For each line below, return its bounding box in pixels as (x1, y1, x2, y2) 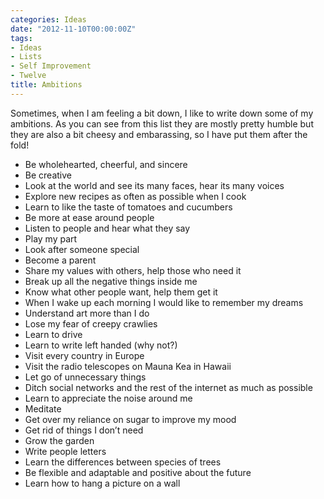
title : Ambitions (10, 80, 83, 90)
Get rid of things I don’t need (24, 424, 144, 436)
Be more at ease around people (24, 211, 155, 223)
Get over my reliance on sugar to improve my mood (24, 413, 237, 425)
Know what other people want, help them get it (24, 286, 218, 298)
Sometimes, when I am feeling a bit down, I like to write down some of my (10, 107, 314, 119)
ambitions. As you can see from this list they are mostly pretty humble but (10, 117, 314, 130)
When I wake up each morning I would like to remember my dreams (24, 296, 304, 308)
